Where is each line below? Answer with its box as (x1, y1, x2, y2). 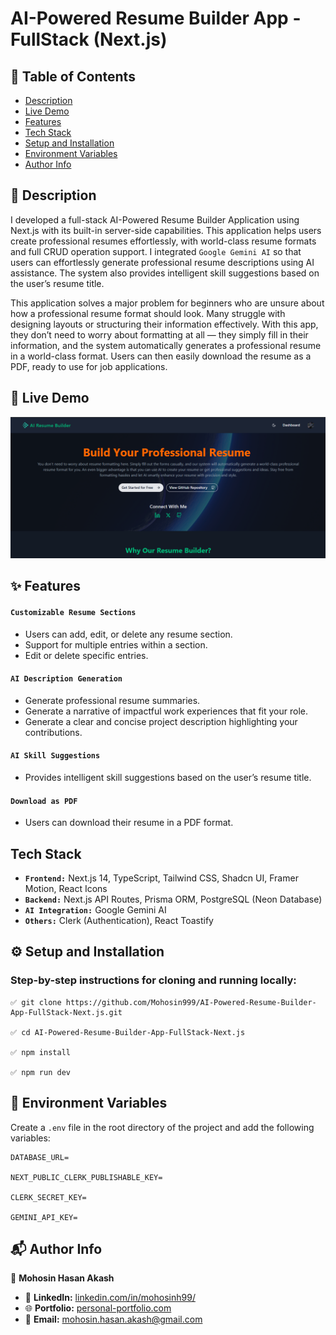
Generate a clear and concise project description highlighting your (24, 715, 298, 727)
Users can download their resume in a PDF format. (24, 817, 234, 829)
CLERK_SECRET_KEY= (10, 1192, 87, 1202)
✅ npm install (10, 1047, 71, 1057)
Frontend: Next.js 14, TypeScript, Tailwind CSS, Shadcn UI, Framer (24, 872, 299, 884)
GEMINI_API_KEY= (10, 1212, 78, 1222)
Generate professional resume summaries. (24, 694, 201, 706)
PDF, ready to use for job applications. (10, 360, 168, 372)
